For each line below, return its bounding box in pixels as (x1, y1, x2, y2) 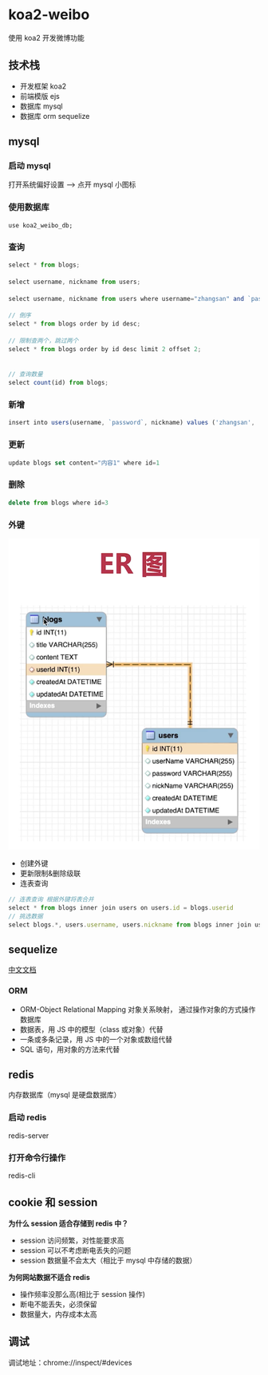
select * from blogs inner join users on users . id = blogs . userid (8, 903, 234, 911)
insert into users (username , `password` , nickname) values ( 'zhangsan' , (8, 419, 255, 427)
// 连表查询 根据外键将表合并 (8, 895, 94, 903)
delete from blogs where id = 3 (8, 499, 109, 507)
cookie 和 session (8, 1195, 98, 1210)
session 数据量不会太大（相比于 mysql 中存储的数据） (19, 1255, 197, 1265)
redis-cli (8, 1171, 36, 1180)
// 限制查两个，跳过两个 (8, 337, 79, 345)
